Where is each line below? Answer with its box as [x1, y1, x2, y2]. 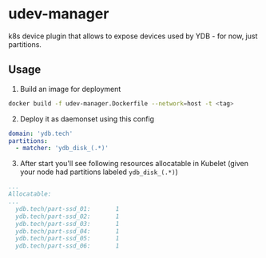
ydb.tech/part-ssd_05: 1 [15, 235, 120, 243]
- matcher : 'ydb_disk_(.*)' [15, 145, 109, 153]
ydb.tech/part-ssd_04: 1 [15, 227, 120, 236]
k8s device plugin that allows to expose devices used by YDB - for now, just [8, 31, 258, 41]
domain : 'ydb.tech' [8, 129, 73, 137]
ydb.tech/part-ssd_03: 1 [15, 220, 120, 228]
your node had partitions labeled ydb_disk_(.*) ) [19, 167, 178, 177]
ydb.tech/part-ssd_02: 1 [15, 212, 120, 220]
